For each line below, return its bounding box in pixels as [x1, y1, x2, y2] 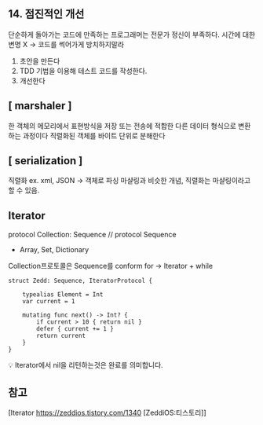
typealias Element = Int [22, 291, 104, 299]
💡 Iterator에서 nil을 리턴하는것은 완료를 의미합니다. [8, 361, 163, 370]
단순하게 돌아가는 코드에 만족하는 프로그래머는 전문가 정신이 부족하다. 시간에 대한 [8, 30, 256, 39]
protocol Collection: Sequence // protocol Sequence [8, 230, 177, 240]
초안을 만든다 [19, 56, 60, 65]
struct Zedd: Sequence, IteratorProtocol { [8, 277, 153, 285]
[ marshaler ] [8, 99, 72, 112]
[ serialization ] [8, 154, 83, 167]
